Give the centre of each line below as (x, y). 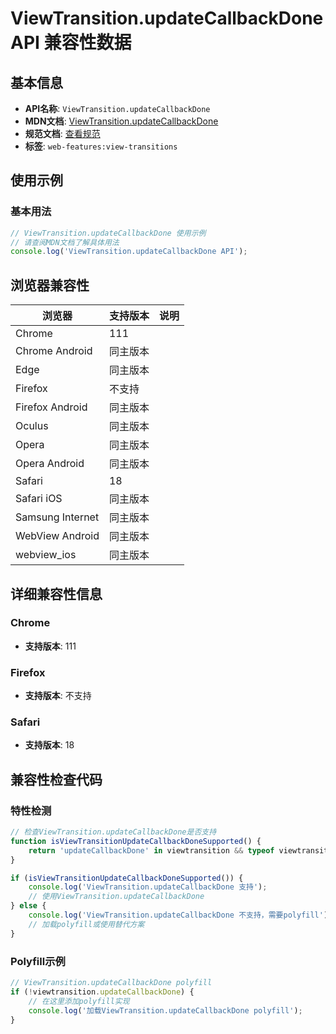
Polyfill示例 (38, 961)
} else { (28, 906)
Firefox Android (51, 407)
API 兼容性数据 (71, 43)
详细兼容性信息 (56, 593)
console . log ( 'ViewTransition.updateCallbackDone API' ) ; (129, 252)
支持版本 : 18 (49, 745)
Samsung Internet (57, 517)
